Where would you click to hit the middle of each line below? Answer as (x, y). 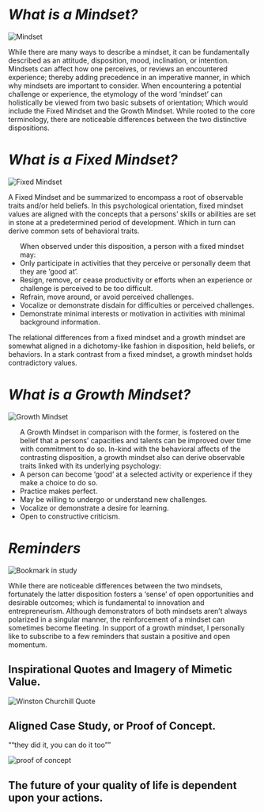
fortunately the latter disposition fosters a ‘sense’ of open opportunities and (131, 594)
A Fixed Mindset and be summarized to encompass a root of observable (126, 197)
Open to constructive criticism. (70, 516)
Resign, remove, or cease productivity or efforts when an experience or (136, 280)
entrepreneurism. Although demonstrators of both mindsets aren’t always (128, 611)
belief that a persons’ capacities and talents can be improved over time (135, 440)
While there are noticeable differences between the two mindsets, (115, 585)
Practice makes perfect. (58, 491)
